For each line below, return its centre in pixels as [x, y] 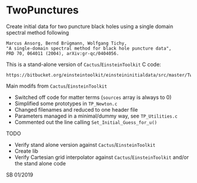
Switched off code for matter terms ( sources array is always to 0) [93, 97]
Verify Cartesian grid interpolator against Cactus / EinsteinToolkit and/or [102, 157]
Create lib [26, 151]
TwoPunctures [43, 10]
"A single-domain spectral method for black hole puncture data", [89, 48]
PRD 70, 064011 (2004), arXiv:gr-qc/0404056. [62, 53]
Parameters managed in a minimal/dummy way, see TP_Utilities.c [96, 116]
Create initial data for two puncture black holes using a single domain [90, 26]
